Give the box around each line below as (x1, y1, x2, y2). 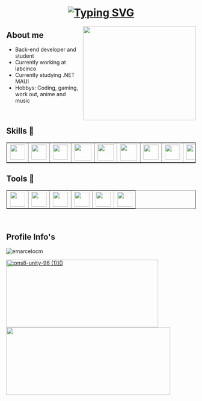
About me (6, 30, 44, 40)
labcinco (14, 65, 37, 72)
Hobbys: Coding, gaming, (14, 84, 79, 91)
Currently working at (14, 59, 66, 66)
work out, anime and (14, 91, 66, 97)
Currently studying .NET (14, 72, 75, 78)
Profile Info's (6, 232, 55, 242)
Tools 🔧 (6, 174, 35, 184)
